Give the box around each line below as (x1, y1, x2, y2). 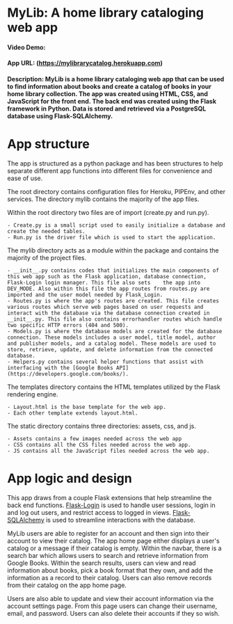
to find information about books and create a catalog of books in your (7, 82, 212, 90)
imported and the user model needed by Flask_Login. (7, 291, 163, 298)
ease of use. (7, 174, 43, 182)
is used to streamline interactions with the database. (45, 515, 196, 524)
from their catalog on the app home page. (7, 581, 127, 589)
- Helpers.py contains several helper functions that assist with (7, 358, 204, 365)
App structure (7, 136, 90, 152)
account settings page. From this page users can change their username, (7, 602, 218, 610)
